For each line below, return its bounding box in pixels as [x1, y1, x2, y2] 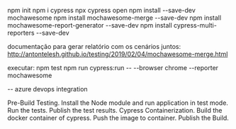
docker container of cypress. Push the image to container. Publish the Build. [7, 113, 229, 122]
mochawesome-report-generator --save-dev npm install [7, 21, 172, 29]
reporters [7, 28, 35, 37]
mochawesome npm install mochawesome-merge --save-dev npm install [7, 13, 222, 22]
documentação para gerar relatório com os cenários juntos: [7, 43, 181, 50]
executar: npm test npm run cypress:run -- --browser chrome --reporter [7, 64, 218, 72]
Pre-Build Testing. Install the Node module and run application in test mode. [7, 99, 229, 107]
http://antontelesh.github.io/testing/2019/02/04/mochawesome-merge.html [7, 50, 228, 58]
